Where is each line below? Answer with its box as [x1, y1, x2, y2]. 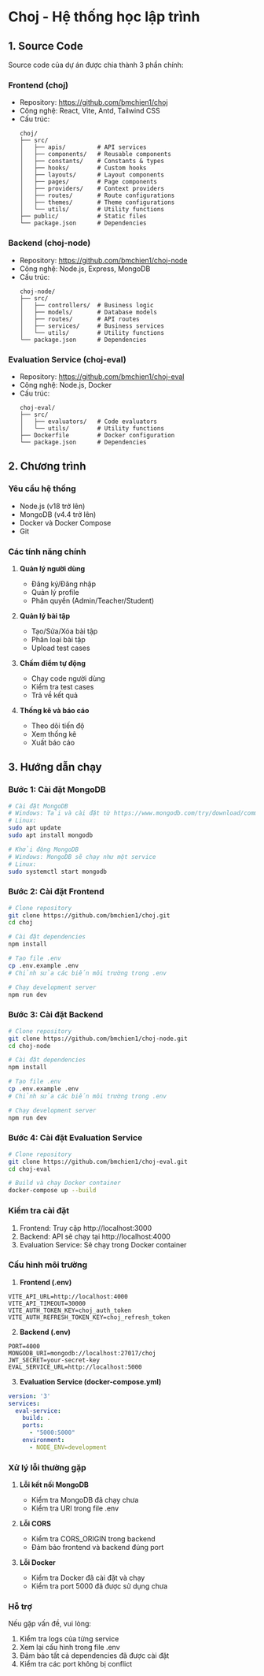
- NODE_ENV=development [28, 1443, 108, 1451]
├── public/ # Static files [19, 213, 147, 221]
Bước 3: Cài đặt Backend [8, 1009, 104, 1020]
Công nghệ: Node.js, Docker [19, 380, 112, 389]
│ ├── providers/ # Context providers [19, 185, 165, 193]
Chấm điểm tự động [19, 658, 86, 667]
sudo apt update [8, 824, 61, 832]
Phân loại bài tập [31, 634, 86, 644]
